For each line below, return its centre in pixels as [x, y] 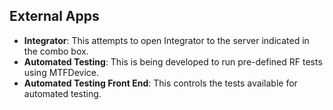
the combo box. [56, 51]
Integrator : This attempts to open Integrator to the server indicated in [166, 40]
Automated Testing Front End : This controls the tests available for [160, 83]
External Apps [54, 16]
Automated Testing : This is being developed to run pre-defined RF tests [173, 61]
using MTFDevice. [61, 72]
